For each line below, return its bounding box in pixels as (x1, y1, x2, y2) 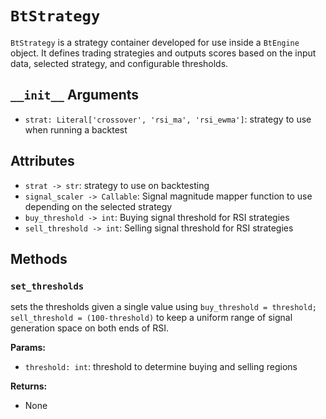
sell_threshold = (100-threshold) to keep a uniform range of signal (10, 312, 293, 324)
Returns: (10, 380, 48, 392)
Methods (10, 250, 68, 267)
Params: (10, 342, 46, 354)
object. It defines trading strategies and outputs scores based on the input (10, 47, 317, 59)
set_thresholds (10, 280, 85, 292)
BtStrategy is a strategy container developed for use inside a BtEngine (10, 36, 300, 48)
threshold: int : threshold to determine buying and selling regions (24, 361, 298, 373)
